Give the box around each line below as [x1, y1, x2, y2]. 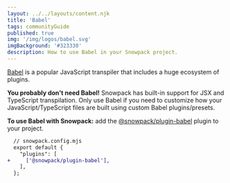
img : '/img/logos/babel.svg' [7, 36, 91, 43]
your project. [7, 124, 44, 132]
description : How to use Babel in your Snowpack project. [7, 49, 178, 56]
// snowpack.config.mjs [13, 137, 82, 144]
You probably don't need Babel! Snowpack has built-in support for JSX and [7, 88, 224, 97]
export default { [13, 143, 64, 151]
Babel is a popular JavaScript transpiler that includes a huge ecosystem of [7, 67, 220, 76]
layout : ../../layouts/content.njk [7, 10, 110, 17]
